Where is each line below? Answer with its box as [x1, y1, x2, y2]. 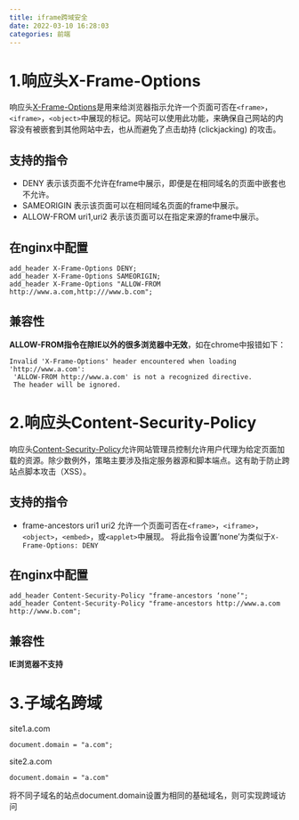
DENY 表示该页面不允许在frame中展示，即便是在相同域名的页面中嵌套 [21, 178, 279, 189]
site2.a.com [9, 756, 53, 767]
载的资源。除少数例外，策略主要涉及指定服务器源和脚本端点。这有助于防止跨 [9, 455, 290, 466]
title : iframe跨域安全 [9, 12, 88, 22]
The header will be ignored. [12, 380, 122, 389]
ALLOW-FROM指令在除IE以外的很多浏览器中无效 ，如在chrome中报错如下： [9, 339, 287, 350]
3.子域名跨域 [9, 694, 102, 713]
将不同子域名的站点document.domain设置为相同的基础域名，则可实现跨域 [9, 790, 279, 801]
